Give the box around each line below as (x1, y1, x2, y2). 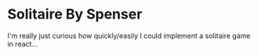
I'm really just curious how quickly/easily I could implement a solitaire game (7, 31, 251, 40)
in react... (7, 39, 38, 48)
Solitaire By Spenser (7, 5, 143, 23)
